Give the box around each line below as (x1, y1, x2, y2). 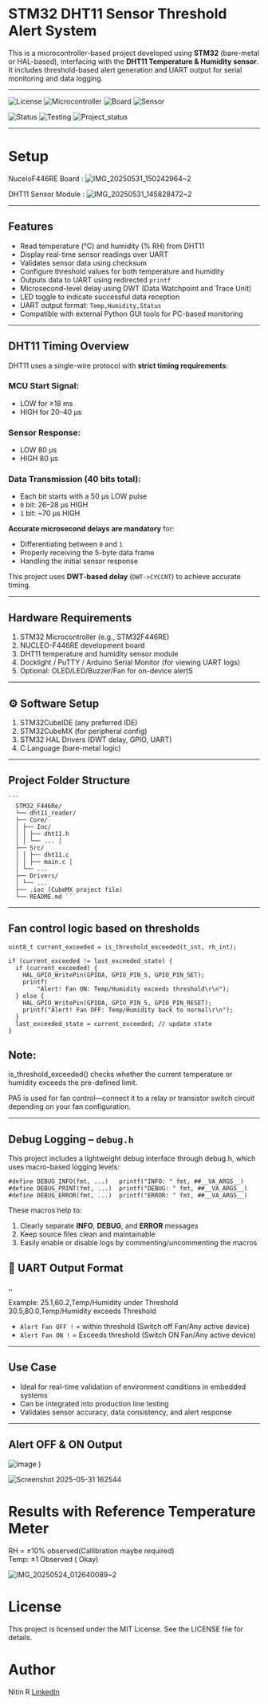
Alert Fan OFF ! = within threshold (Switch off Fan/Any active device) (19, 1322, 250, 1331)
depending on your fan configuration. (8, 1102, 132, 1111)
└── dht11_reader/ (15, 809, 77, 817)
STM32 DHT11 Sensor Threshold (8, 5, 227, 23)
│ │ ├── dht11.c (15, 850, 69, 858)
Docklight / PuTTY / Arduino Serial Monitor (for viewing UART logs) (19, 657, 241, 667)
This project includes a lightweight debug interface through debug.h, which (8, 1154, 256, 1163)
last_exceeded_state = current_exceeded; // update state (15, 1020, 213, 1028)
